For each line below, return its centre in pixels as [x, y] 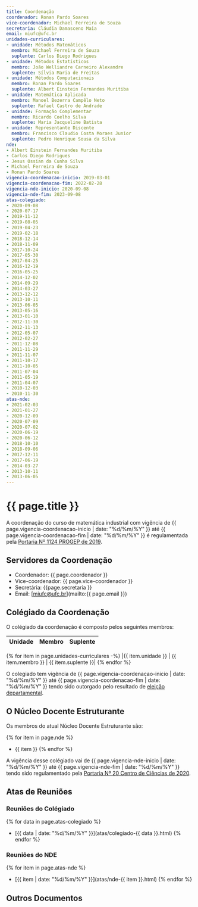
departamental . [25, 693]
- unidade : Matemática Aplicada [46, 95]
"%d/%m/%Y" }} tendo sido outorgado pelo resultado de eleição [86, 686]
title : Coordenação [30, 12]
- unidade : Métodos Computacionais [50, 78]
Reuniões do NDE [32, 855]
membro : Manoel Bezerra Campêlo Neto [58, 100]
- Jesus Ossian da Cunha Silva [45, 161]
